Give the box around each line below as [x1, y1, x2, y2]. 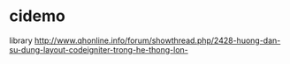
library [9, 35, 33, 46]
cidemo [9, 6, 66, 26]
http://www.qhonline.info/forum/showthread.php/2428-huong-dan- [34, 35, 281, 46]
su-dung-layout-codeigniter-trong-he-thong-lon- [9, 44, 188, 54]
